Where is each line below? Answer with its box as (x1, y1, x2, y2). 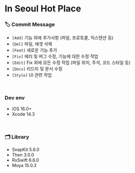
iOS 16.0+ (11, 105, 32, 112)
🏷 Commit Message (4, 21, 55, 28)
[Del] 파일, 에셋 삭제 (11, 41, 53, 47)
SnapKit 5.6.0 (11, 147, 40, 153)
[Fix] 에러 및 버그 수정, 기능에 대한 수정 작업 (11, 53, 99, 60)
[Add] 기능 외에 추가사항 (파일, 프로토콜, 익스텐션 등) (11, 35, 114, 41)
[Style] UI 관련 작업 (11, 72, 52, 78)
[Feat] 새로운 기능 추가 (11, 47, 58, 53)
